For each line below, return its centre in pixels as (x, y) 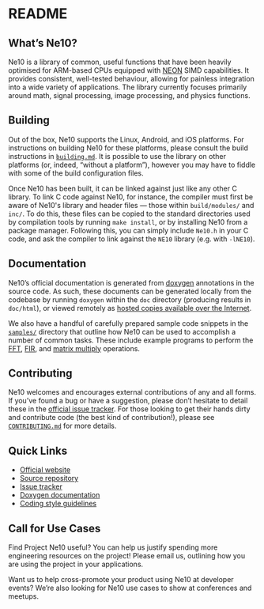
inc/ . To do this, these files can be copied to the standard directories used (129, 214)
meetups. (24, 596)
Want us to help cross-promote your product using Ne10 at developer (121, 580)
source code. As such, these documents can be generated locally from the (130, 291)
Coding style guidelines (58, 504)
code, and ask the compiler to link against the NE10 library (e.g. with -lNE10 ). (132, 239)
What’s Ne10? (43, 43)
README (38, 14)
